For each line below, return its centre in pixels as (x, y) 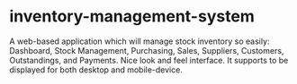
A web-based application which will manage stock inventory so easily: (139, 41)
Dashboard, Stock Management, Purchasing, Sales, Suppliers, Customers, (147, 50)
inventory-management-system (132, 17)
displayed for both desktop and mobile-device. (96, 70)
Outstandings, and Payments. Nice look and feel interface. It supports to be (149, 60)
